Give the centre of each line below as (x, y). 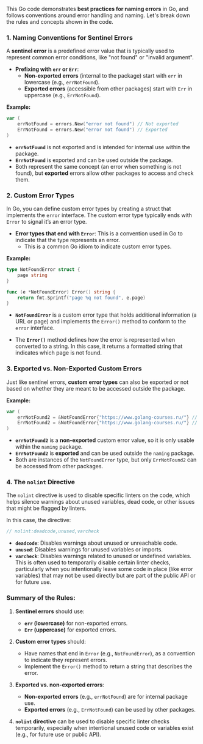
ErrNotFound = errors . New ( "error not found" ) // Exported (92, 130)
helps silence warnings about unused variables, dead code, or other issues (101, 502)
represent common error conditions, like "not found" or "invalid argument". (100, 57)
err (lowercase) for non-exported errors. (76, 623)
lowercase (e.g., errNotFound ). (62, 83)
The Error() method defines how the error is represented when (95, 340)
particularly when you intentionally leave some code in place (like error (104, 569)
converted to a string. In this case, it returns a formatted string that (99, 346)
